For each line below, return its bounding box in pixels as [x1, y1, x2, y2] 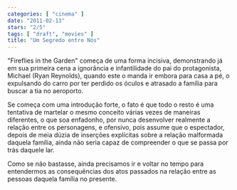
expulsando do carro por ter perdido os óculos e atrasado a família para [7, 79, 218, 88]
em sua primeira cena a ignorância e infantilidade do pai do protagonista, [7, 64, 222, 73]
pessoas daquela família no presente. [7, 175, 117, 184]
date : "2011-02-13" [7, 17, 65, 24]
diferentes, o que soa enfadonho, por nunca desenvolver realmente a [7, 115, 211, 125]
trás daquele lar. [7, 146, 55, 154]
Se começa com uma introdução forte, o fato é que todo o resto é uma [7, 100, 214, 109]
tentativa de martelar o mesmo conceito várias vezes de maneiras [7, 108, 201, 117]
